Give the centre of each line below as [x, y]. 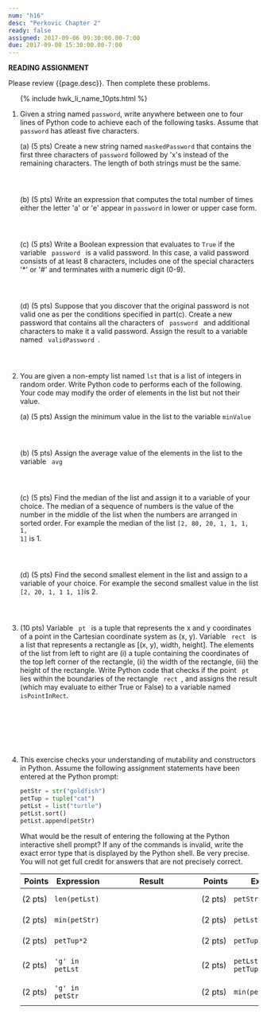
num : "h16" [26, 16]
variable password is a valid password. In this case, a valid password [134, 253]
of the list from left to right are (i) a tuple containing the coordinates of [134, 654]
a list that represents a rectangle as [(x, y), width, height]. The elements [137, 645]
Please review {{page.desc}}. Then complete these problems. [109, 84]
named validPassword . [60, 340]
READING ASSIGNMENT [48, 68]
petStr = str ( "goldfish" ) [62, 791]
